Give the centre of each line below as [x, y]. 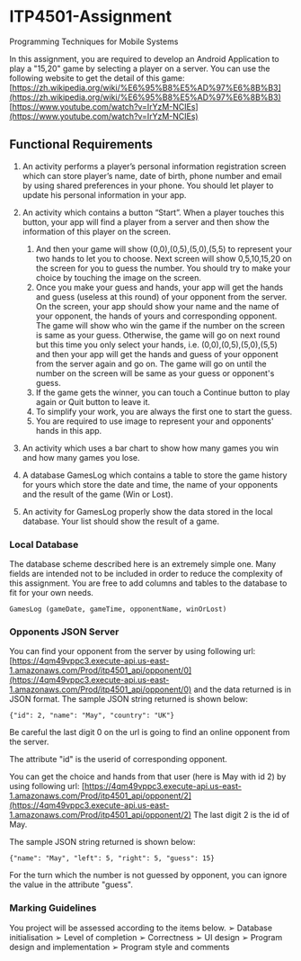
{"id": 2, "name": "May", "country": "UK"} [92, 716]
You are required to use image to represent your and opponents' [155, 421]
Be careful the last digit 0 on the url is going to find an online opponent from [150, 732]
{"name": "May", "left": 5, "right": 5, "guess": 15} [112, 858]
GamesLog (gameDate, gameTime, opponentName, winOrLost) [118, 609]
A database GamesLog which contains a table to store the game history [155, 475]
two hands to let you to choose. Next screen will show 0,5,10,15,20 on [164, 258]
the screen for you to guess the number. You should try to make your [163, 268]
